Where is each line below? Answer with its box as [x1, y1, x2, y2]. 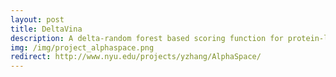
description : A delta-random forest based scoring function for [10, 33, 284, 43]
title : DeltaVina [10, 24, 83, 34]
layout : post [10, 14, 65, 25]
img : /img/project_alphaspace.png [10, 42, 155, 53]
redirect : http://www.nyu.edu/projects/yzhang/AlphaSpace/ [10, 52, 262, 62]
